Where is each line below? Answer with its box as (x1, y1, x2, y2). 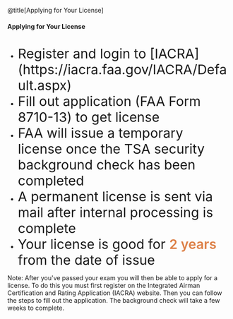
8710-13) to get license (17, 109, 160, 126)
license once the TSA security (17, 140, 205, 157)
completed (17, 172, 85, 189)
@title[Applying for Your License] (7, 6, 104, 14)
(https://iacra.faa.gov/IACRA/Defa (17, 61, 227, 78)
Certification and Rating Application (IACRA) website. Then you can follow (7, 289, 222, 297)
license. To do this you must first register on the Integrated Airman (7, 282, 201, 290)
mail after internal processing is (17, 204, 213, 221)
